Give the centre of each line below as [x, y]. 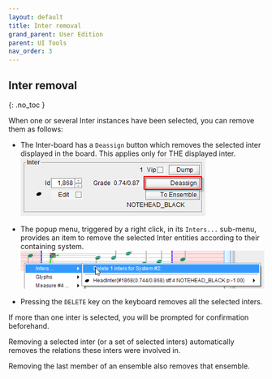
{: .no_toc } [27, 105]
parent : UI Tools [38, 43]
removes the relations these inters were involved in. [95, 351]
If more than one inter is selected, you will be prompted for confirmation [129, 317]
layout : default [36, 17]
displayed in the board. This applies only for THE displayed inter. [128, 153]
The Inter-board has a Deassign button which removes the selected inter [140, 144]
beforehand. [29, 326]
